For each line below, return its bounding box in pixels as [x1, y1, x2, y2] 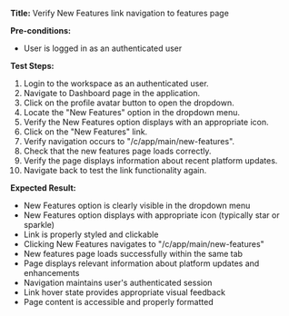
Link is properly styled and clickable [23, 229, 159, 240]
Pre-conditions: [10, 25, 72, 35]
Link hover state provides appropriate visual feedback [23, 287, 226, 298]
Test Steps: [10, 61, 55, 71]
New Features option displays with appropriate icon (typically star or [23, 210, 280, 221]
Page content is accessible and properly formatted [23, 297, 214, 307]
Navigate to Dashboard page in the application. [23, 88, 201, 98]
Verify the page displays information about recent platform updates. [23, 155, 278, 166]
